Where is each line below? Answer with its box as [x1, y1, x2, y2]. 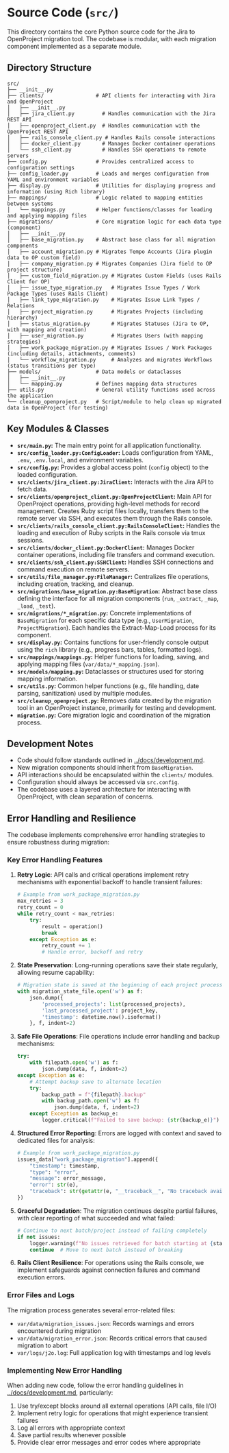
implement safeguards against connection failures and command [16, 1266, 200, 1274]
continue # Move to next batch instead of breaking [29, 1247, 183, 1253]
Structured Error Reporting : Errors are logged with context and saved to [16, 1129, 222, 1137]
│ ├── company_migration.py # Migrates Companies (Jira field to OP [7, 260, 213, 267]
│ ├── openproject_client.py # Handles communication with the [7, 122, 200, 129]
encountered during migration [16, 1326, 101, 1335]
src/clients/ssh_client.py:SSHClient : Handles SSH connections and [16, 558, 214, 566]
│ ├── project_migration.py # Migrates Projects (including [7, 308, 204, 315]
